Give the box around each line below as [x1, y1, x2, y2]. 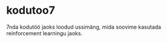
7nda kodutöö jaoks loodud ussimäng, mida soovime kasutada [6, 23, 162, 30]
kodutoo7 [6, 4, 56, 17]
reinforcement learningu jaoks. [6, 29, 83, 36]
